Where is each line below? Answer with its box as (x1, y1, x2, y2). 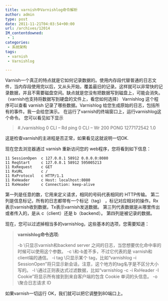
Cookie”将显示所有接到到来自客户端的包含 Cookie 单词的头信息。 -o (17, 273, 157, 279)
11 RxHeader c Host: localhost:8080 (5, 178, 91, 183)
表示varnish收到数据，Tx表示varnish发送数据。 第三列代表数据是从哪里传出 (5, 204, 160, 210)
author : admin (5, 12, 35, 17)
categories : (5, 40, 30, 45)
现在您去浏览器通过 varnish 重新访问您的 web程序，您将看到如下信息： (5, 146, 151, 152)
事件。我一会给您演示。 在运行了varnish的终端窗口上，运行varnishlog (13, 109, 157, 115)
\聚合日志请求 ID (17, 280, 51, 286)
